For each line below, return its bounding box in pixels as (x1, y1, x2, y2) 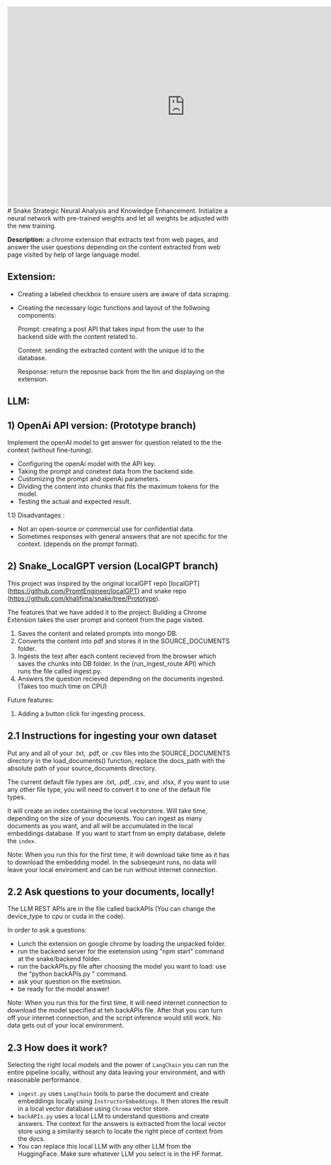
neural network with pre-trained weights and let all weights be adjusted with (7, 214, 229, 222)
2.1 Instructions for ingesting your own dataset (7, 730, 217, 742)
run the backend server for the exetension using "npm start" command (17, 947, 224, 956)
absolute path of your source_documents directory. (7, 764, 157, 772)
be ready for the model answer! (17, 985, 110, 993)
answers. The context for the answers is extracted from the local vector (17, 1120, 226, 1128)
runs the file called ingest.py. (17, 667, 103, 675)
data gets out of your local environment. (7, 1021, 124, 1030)
